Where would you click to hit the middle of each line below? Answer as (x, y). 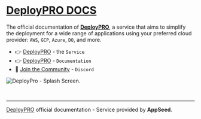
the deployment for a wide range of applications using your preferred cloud (99, 33)
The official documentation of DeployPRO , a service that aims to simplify (96, 27)
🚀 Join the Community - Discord (54, 69)
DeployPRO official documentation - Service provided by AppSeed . (89, 109)
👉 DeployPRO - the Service (50, 51)
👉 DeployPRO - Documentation (53, 60)
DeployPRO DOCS (51, 10)
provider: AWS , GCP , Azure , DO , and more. (54, 39)
